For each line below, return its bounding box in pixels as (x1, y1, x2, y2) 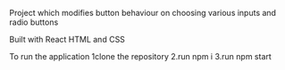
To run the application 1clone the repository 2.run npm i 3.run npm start (9, 51, 272, 61)
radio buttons (9, 17, 59, 27)
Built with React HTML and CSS (9, 35, 125, 44)
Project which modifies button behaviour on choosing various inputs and (9, 8, 277, 18)
